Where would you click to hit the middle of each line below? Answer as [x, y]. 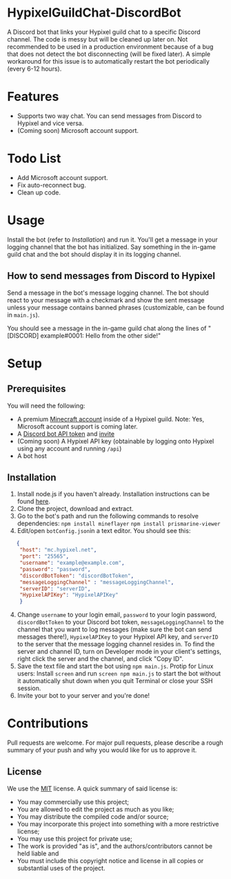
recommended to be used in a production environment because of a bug [110, 46]
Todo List [34, 159]
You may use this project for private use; [74, 838]
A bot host [32, 455]
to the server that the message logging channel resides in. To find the [116, 644]
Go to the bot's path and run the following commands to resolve [108, 516]
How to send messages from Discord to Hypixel [111, 276]
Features [33, 97]
